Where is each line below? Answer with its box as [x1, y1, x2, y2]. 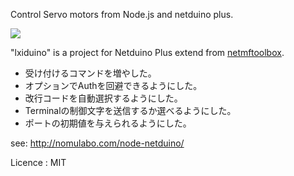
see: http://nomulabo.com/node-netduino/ [10, 137, 185, 149]
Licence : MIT [10, 157, 67, 168]
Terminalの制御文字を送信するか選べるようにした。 [24, 105, 237, 116]
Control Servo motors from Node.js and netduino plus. [10, 9, 234, 20]
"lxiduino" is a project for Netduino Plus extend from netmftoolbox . [10, 47, 285, 58]
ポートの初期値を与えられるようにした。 [24, 117, 192, 129]
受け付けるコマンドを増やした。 [24, 67, 157, 79]
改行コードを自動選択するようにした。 [24, 92, 183, 104]
